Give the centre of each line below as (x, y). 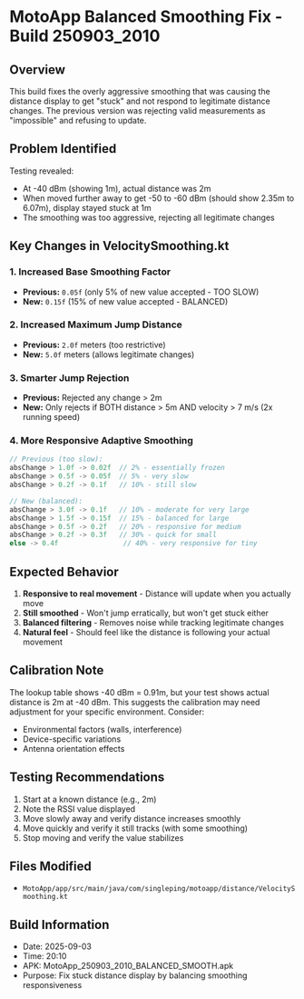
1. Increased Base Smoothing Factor (90, 272)
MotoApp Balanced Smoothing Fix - (146, 17)
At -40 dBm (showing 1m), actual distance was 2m (117, 188)
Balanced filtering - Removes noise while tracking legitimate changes (153, 622)
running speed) (51, 417)
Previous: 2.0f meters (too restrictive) (94, 345)
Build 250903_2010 (85, 36)
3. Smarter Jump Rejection (69, 377)
